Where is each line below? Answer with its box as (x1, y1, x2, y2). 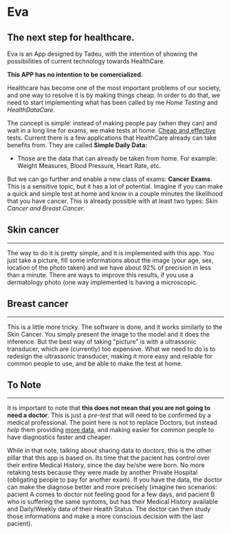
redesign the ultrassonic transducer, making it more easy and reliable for (7, 352, 213, 360)
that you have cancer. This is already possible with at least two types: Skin (7, 197, 218, 205)
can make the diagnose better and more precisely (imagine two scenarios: (7, 483, 218, 491)
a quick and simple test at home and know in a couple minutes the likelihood (7, 190, 223, 197)
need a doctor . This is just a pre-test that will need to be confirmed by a (7, 411, 211, 420)
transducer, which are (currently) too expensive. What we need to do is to (7, 345, 216, 353)
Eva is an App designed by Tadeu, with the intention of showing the (7, 50, 198, 58)
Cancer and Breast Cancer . (7, 204, 86, 212)
